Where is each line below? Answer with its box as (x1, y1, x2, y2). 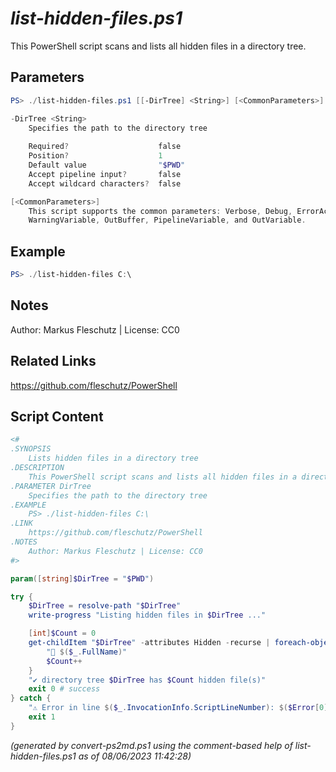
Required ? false (28, 142, 182, 152)
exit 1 (28, 712, 56, 722)
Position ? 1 (28, 151, 163, 161)
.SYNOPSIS (10, 444, 52, 454)
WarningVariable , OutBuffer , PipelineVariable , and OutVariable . (28, 215, 307, 226)
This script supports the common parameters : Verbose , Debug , (28, 206, 293, 216)
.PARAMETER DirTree (10, 481, 92, 491)
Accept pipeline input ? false (28, 169, 182, 179)
